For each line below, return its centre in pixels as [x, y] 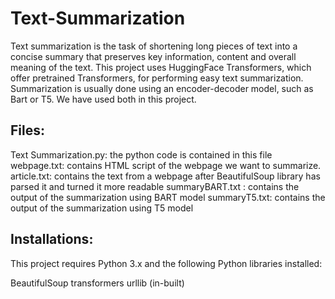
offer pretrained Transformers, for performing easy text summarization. [157, 78]
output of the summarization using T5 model [102, 208]
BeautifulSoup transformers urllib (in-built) [97, 283]
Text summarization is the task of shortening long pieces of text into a [154, 46]
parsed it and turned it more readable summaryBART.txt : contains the [155, 186]
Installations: [52, 239]
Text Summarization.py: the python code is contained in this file [141, 154]
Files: [27, 130]
